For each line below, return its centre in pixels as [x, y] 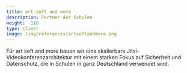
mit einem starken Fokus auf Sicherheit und [127, 57]
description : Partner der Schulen [50, 17]
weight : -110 [23, 23]
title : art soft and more [38, 12]
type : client [23, 28]
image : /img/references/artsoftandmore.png [62, 34]
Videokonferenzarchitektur [39, 57]
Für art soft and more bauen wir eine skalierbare [66, 51]
